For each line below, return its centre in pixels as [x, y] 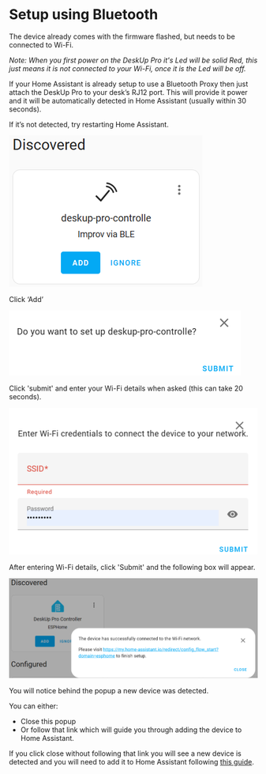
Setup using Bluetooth [84, 15]
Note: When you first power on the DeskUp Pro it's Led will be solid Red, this [133, 60]
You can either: [34, 706]
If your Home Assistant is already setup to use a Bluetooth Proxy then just [129, 84]
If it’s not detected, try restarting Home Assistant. [89, 124]
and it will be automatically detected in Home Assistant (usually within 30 [128, 100]
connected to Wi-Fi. [41, 44]
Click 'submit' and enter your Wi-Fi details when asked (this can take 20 [126, 388]
